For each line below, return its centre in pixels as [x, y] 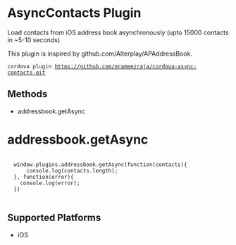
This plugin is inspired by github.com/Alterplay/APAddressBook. [100, 54]
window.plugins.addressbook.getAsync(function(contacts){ [101, 164]
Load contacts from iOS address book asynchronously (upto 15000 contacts [118, 32]
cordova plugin [30, 66]
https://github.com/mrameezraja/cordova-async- [126, 66]
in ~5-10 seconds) [34, 39]
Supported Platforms [54, 218]
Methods [27, 94]
